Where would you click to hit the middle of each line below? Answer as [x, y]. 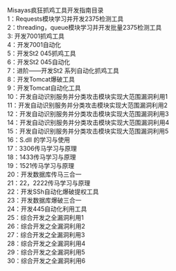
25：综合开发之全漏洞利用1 [46, 217]
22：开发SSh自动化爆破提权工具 [53, 191]
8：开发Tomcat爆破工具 [41, 79]
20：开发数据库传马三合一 [44, 174]
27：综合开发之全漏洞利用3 [46, 235]
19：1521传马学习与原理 [41, 166]
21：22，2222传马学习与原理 [49, 183]
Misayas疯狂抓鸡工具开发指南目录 [55, 10]
